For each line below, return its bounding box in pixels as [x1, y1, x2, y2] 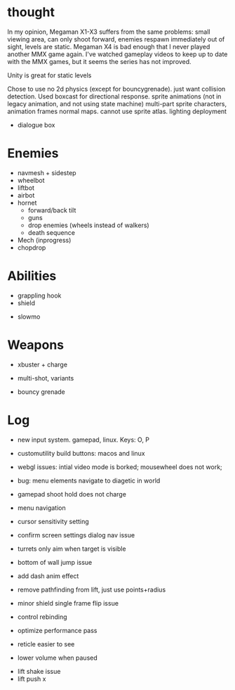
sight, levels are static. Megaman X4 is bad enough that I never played [7, 42, 210, 51]
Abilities [7, 268, 57, 284]
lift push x [17, 675, 46, 683]
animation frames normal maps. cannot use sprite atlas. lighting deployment [7, 107, 227, 115]
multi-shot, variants [17, 373, 74, 382]
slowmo [17, 312, 41, 321]
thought [7, 4, 55, 20]
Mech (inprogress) [17, 236, 72, 244]
